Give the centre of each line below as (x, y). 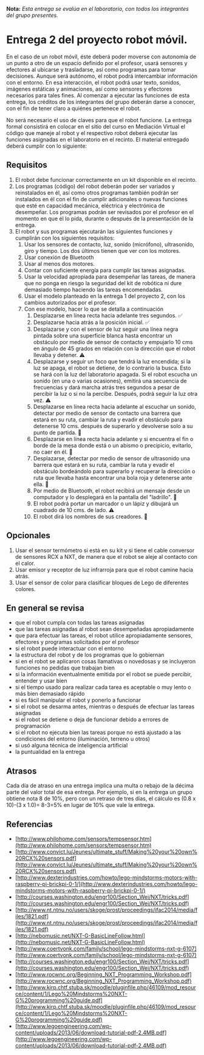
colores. (25, 589)
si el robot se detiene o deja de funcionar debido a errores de (92, 719)
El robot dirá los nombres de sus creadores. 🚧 (90, 516)
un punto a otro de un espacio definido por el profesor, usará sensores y (97, 63)
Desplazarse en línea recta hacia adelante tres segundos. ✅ (108, 315)
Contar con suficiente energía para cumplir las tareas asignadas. (105, 270)
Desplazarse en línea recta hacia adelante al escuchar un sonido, (114, 406)
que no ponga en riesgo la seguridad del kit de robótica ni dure (103, 283)
